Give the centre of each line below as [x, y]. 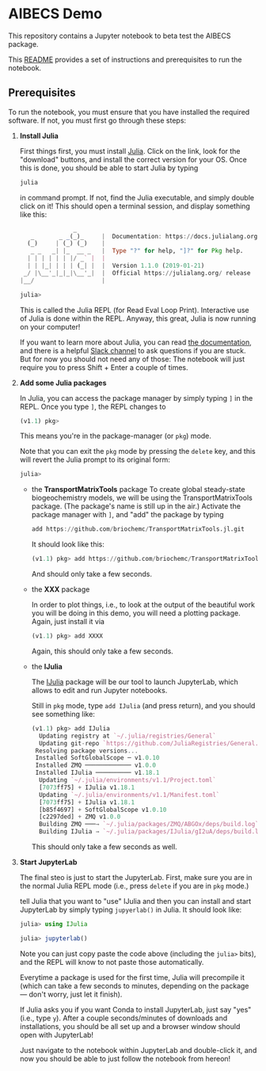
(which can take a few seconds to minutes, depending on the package [134, 985]
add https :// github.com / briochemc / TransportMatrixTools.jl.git [138, 529]
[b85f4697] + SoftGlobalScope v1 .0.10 [103, 810]
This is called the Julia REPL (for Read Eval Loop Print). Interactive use [134, 310]
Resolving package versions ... [87, 751]
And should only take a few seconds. [92, 574]
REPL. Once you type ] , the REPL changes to [93, 406]
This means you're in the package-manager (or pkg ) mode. [116, 436]
